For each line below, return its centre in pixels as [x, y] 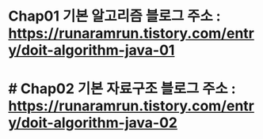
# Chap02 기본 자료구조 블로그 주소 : [122, 89]
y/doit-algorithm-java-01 [91, 50]
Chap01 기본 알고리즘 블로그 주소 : [114, 16]
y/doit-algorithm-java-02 [93, 123]
